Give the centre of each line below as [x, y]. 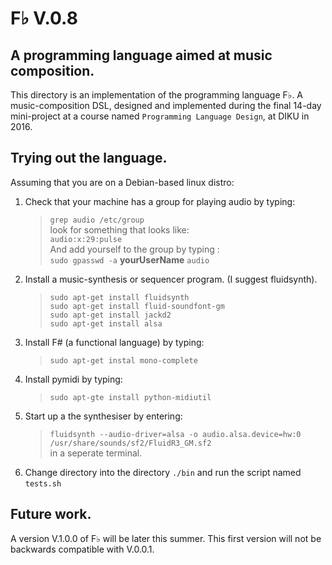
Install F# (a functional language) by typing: [114, 342]
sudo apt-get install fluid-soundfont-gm [137, 306]
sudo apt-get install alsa [106, 323]
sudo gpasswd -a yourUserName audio [129, 259]
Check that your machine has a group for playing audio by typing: [160, 201]
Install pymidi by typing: [73, 379]
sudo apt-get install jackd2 [110, 315]
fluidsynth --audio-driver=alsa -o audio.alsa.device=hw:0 [175, 434]
